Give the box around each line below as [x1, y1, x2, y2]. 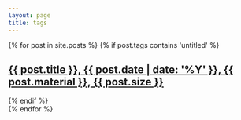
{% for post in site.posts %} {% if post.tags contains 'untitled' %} [8, 40, 220, 49]
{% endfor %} [8, 104, 54, 114]
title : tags [8, 19, 47, 27]
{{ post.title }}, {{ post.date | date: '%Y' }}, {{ [8, 63, 234, 76]
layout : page [8, 11, 51, 20]
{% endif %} [8, 96, 49, 106]
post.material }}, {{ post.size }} [8, 75, 164, 89]
